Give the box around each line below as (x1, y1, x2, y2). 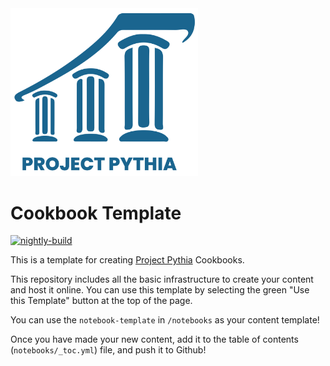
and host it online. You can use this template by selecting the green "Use (10, 284, 310, 296)
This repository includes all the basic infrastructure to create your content (10, 273, 314, 286)
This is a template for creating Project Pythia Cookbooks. (10, 254, 245, 266)
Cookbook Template (10, 202, 182, 224)
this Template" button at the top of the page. (10, 295, 193, 307)
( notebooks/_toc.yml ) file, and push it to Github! (10, 344, 207, 356)
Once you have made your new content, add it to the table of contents (10, 333, 299, 346)
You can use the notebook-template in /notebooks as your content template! (10, 314, 320, 326)
